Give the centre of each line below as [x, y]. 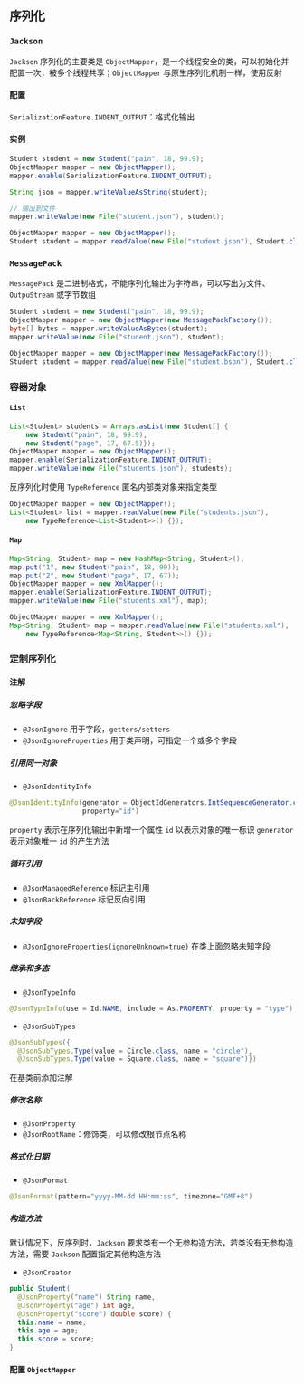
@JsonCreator [47, 1273]
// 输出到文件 [33, 208]
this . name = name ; [52, 1322]
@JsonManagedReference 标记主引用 [86, 888]
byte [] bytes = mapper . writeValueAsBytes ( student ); [109, 329]
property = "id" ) [111, 811]
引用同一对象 [33, 762]
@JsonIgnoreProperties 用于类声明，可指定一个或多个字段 [130, 740]
